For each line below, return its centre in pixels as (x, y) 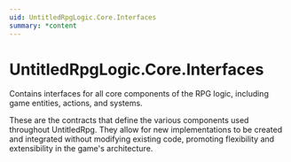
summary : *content (43, 26)
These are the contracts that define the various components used (129, 120)
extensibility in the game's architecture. (81, 149)
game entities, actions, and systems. (76, 104)
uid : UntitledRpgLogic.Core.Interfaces (83, 17)
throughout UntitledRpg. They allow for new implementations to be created (146, 130)
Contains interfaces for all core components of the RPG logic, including (139, 94)
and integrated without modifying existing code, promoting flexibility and (142, 139)
